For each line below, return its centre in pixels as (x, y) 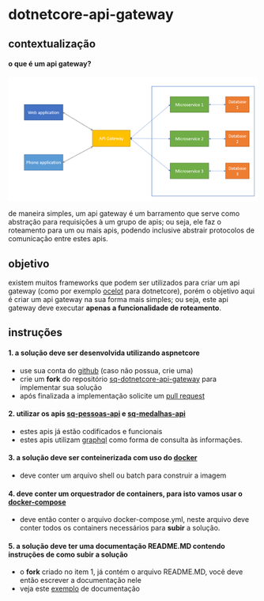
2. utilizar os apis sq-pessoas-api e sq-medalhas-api (97, 414)
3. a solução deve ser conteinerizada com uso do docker (103, 458)
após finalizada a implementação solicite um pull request (112, 395)
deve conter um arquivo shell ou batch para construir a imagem (123, 475)
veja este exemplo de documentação (80, 589)
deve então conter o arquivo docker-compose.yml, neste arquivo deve (134, 520)
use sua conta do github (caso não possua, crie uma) (106, 370)
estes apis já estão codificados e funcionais (91, 431)
